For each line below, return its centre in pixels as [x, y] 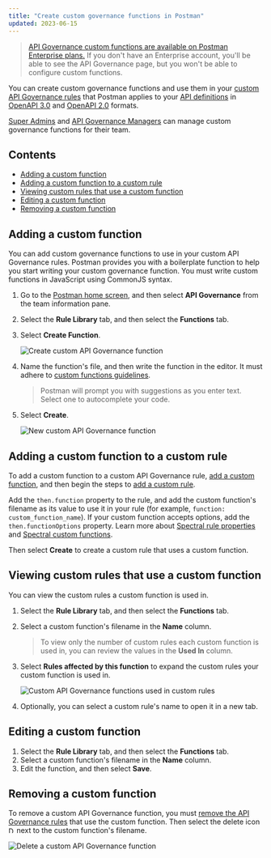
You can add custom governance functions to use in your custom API [124, 254]
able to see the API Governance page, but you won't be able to [133, 64]
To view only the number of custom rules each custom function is [149, 642]
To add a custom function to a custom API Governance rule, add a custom [131, 475]
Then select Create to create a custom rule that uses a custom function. [129, 550]
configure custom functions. [75, 72]
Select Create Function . [60, 335]
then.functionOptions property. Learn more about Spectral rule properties [132, 525]
